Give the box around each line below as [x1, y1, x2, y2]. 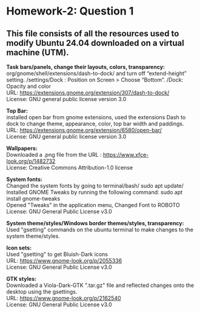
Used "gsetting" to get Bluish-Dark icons [6, 251, 108, 258]
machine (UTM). [6, 47, 69, 58]
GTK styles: [6, 275, 37, 282]
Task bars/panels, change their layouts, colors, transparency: [6, 64, 165, 70]
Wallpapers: [6, 145, 38, 152]
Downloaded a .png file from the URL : [6, 151, 102, 158]
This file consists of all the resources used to [6, 28, 179, 39]
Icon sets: [6, 244, 32, 251]
